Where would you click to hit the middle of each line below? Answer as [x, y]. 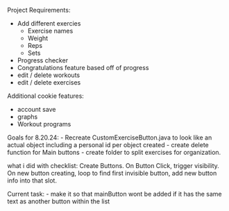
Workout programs [44, 124]
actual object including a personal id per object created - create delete [108, 145]
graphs [27, 117]
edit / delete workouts [49, 75]
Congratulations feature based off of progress [83, 68]
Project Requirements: [39, 10]
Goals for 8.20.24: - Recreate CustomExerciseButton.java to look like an [110, 137]
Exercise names [50, 31]
